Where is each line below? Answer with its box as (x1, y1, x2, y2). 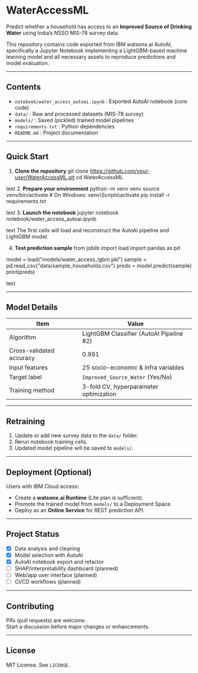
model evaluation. (6, 60, 49, 67)
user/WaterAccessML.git (14, 173, 75, 180)
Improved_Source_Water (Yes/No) (82, 373, 173, 381)
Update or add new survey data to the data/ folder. (14, 432, 138, 439)
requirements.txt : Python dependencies (14, 123, 115, 130)
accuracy (9, 354, 35, 362)
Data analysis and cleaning (14, 545, 81, 552)
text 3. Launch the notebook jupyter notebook (6, 209, 119, 216)
